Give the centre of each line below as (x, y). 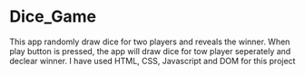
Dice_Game (53, 17)
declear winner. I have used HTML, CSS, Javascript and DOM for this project (152, 61)
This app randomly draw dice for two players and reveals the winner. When (150, 42)
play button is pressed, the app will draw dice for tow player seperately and (150, 51)
